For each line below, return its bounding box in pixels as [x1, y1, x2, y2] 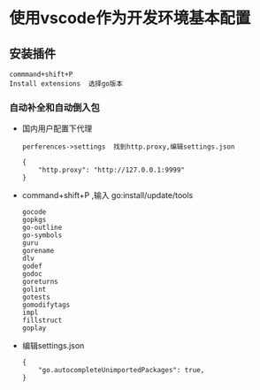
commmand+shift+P [9, 70, 73, 79]
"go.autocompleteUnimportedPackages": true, [38, 366, 205, 375]
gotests [21, 293, 50, 302]
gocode [21, 208, 47, 217]
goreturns [21, 278, 59, 287]
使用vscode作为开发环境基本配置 [9, 8, 251, 28]
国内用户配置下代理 [21, 123, 93, 134]
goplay [21, 324, 47, 333]
